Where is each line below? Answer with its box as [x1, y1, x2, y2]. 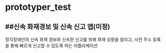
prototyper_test [5, 1, 71, 13]
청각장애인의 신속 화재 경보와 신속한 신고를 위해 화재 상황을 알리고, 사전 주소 [5, 37, 152, 42]
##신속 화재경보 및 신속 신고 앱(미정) [5, 22, 111, 31]
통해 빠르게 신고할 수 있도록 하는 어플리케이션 [10, 43, 98, 49]
